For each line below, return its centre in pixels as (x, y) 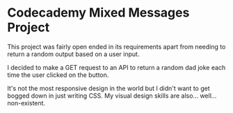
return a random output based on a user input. (73, 54)
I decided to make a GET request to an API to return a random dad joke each (116, 67)
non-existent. (26, 103)
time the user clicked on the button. (58, 75)
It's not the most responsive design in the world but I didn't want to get (109, 88)
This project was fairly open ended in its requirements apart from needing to (116, 46)
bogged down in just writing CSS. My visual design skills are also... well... (112, 96)
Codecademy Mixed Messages (98, 13)
